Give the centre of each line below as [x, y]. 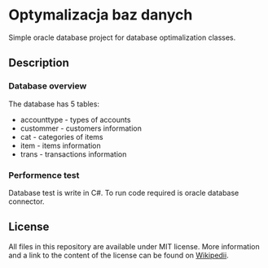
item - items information [61, 145]
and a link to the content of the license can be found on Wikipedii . [119, 255]
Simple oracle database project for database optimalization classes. [122, 37]
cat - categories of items [62, 136]
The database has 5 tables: [54, 104]
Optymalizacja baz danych [101, 15]
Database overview [48, 86]
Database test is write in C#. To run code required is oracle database [124, 192]
